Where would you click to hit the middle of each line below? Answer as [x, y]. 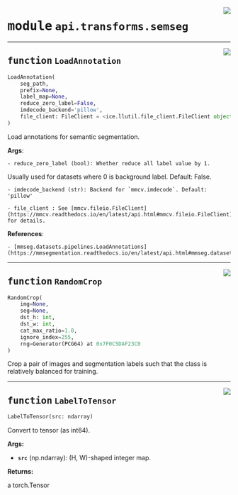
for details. [27, 221]
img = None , [35, 304]
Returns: [21, 472]
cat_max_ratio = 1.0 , [49, 330]
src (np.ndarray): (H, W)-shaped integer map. [84, 458]
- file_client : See [38, 208]
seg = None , [35, 311]
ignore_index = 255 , [47, 337]
